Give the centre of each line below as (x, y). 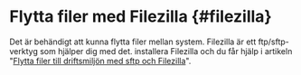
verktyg (24, 51)
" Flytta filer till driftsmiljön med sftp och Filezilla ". (100, 61)
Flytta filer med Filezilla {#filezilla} (141, 17)
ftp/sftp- (273, 42)
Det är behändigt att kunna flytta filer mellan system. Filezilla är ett (133, 42)
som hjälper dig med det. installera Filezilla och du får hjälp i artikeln (166, 51)
